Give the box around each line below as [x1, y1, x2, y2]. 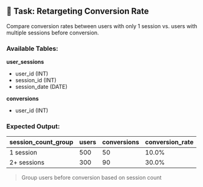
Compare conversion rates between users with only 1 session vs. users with [6, 22, 197, 29]
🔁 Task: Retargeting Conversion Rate [6, 6, 149, 17]
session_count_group [9, 138, 73, 147]
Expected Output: [6, 122, 60, 131]
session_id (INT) [15, 77, 57, 84]
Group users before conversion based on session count [21, 174, 162, 181]
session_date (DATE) [15, 83, 68, 91]
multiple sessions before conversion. [6, 29, 99, 36]
